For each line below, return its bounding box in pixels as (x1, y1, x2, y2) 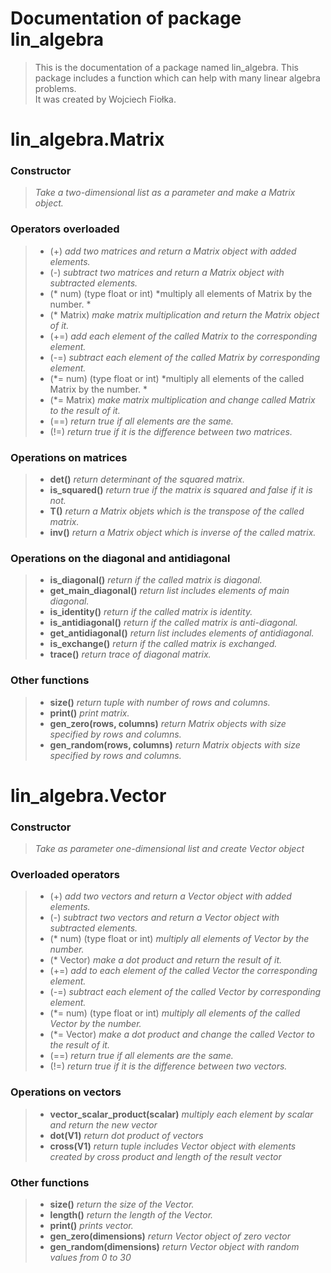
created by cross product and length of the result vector (49, 1150, 282, 1162)
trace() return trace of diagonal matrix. (49, 648, 212, 661)
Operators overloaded (10, 222, 120, 236)
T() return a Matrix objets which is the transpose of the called (49, 505, 305, 517)
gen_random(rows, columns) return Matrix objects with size (49, 738, 301, 751)
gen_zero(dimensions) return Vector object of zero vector (49, 1230, 291, 1242)
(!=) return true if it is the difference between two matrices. (49, 425, 293, 437)
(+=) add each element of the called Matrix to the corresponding (49, 330, 318, 342)
